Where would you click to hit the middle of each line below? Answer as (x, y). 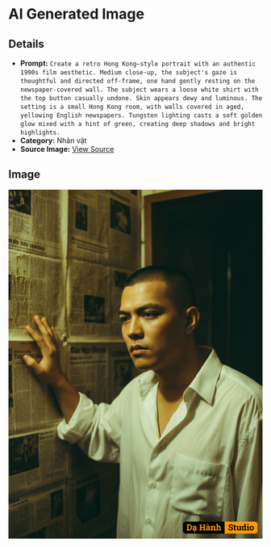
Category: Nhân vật (53, 141)
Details (26, 44)
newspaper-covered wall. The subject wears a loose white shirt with (140, 90)
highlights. (40, 133)
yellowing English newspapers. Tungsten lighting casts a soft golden (141, 116)
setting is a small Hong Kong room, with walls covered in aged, (132, 107)
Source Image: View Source (67, 149)
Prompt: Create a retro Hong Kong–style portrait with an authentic (138, 63)
